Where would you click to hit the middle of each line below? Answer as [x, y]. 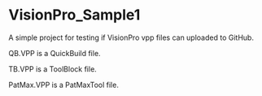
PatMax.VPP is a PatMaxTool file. [64, 85]
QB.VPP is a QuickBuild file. [55, 53]
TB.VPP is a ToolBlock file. [53, 69]
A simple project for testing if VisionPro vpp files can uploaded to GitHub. [131, 37]
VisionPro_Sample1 [74, 15]
